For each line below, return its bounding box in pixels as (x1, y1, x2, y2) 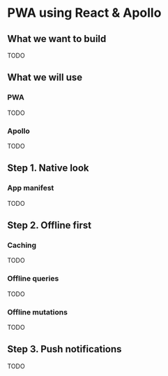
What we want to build (7, 33, 107, 45)
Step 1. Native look (7, 162, 89, 174)
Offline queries (7, 274, 59, 284)
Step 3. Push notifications (7, 343, 122, 355)
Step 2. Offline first (7, 219, 92, 232)
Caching (7, 240, 37, 250)
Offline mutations (7, 307, 68, 316)
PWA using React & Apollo (7, 5, 162, 21)
